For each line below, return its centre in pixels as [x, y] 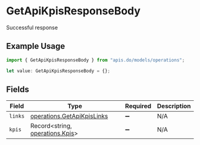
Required [138, 106]
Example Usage [36, 46]
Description [174, 106]
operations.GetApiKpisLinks [69, 116]
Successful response [32, 27]
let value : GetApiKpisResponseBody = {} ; [58, 71]
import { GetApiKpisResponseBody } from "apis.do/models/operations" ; [96, 60]
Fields [18, 89]
